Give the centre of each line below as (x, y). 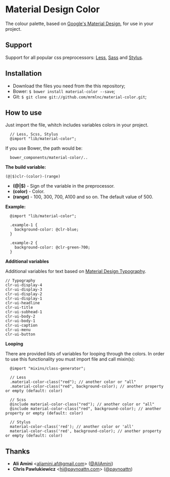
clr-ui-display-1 (24, 299)
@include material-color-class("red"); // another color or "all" (82, 404)
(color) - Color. (29, 191)
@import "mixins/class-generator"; (48, 369)
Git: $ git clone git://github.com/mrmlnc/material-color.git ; (80, 97)
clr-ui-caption (22, 326)
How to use (24, 113)
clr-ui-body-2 (20, 316)
